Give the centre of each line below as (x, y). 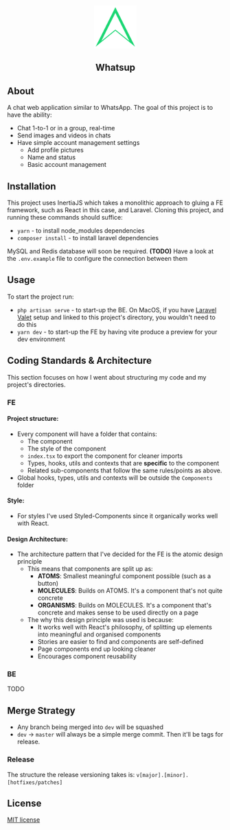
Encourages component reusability (87, 656)
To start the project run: (41, 297)
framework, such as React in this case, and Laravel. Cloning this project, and (115, 210)
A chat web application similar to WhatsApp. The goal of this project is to (110, 108)
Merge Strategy (41, 710)
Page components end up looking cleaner (97, 649)
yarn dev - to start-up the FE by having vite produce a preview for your (117, 332)
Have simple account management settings (78, 143)
